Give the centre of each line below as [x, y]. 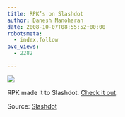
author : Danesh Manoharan [45, 20]
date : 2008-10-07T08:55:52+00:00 [56, 27]
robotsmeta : [25, 33]
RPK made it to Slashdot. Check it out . [63, 92]
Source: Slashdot [32, 106]
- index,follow [36, 40]
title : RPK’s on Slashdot [45, 14]
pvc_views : [23, 47]
